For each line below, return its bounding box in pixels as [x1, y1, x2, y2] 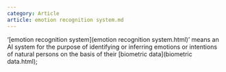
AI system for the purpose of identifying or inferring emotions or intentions [7, 43, 218, 51]
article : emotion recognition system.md [7, 16, 125, 23]
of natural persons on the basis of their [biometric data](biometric [7, 49, 193, 58]
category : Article [7, 10, 60, 17]
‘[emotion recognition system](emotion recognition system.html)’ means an [7, 35, 219, 43]
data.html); [7, 57, 38, 65]
